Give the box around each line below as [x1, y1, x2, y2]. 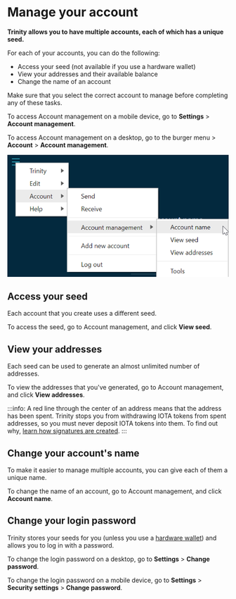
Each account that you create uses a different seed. [7, 309, 157, 318]
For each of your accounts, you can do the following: [7, 49, 160, 57]
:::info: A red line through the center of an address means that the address [7, 405, 222, 413]
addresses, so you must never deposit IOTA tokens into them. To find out [7, 419, 218, 428]
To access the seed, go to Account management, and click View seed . [7, 323, 212, 331]
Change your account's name [7, 447, 140, 459]
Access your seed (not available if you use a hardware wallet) [17, 62, 196, 70]
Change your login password [7, 515, 136, 527]
